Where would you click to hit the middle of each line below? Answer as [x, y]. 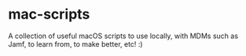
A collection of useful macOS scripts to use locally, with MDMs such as [123, 36]
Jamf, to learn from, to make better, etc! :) [75, 44]
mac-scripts [49, 14]
